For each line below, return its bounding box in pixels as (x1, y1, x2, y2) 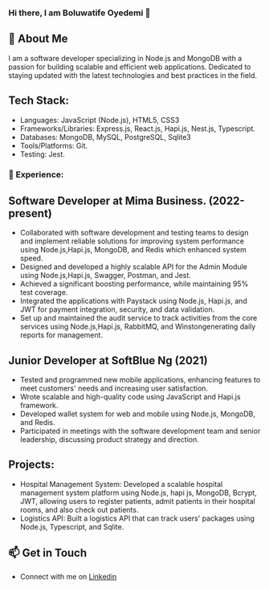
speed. (19, 253, 43, 264)
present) (8, 207, 52, 220)
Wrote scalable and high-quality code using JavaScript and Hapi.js (19, 392, 241, 402)
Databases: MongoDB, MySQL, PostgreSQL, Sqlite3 (19, 132, 191, 141)
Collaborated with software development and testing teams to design (19, 228, 249, 238)
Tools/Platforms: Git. (19, 141, 88, 150)
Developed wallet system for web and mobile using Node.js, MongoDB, (19, 409, 255, 419)
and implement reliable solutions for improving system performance (19, 236, 245, 246)
